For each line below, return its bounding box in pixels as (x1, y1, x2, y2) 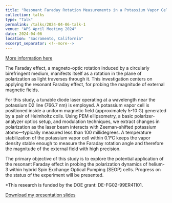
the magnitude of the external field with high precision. (5, 146, 121, 152)
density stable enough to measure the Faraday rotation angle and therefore (5, 140, 164, 146)
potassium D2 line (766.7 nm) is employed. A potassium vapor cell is (5, 102, 149, 108)
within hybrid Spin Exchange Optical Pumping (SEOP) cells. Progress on (9, 166, 161, 172)
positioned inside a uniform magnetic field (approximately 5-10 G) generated (5, 107, 166, 113)
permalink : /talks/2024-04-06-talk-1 (5, 22, 86, 27)
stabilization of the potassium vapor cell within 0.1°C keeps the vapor (5, 134, 151, 141)
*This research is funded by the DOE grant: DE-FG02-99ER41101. (5, 181, 143, 188)
